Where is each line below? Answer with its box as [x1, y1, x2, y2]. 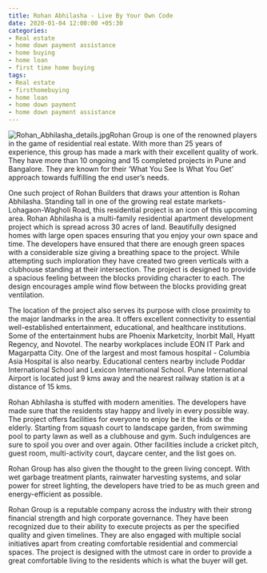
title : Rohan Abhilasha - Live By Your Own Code [8, 11, 173, 20]
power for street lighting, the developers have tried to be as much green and [8, 481, 260, 490]
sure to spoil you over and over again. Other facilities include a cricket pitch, [8, 440, 259, 449]
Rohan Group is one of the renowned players [110, 130, 257, 140]
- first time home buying [8, 64, 94, 72]
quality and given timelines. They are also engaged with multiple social [8, 531, 241, 539]
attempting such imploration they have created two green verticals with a [8, 257, 249, 265]
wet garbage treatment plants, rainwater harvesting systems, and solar [8, 472, 241, 482]
